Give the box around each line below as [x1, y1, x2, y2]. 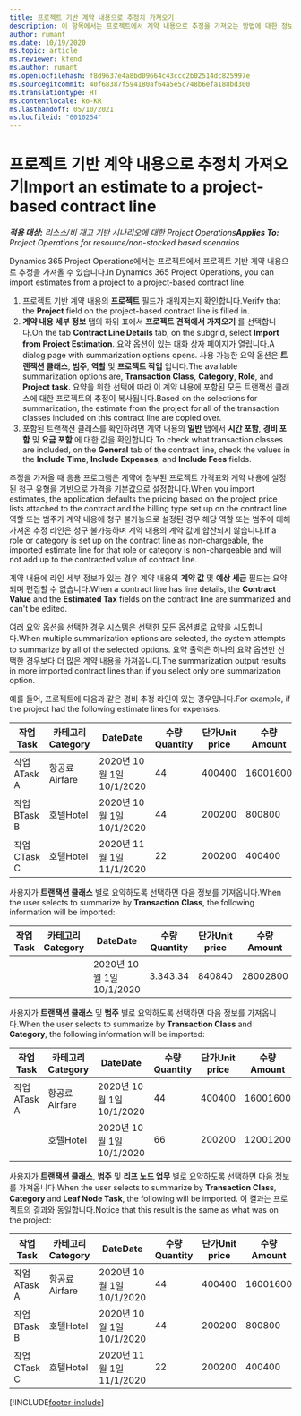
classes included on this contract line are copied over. [21, 413, 222, 424]
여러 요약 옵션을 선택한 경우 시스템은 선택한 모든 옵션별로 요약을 [9, 622, 232, 632]
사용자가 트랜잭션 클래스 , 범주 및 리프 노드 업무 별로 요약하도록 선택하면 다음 [9, 1171, 273, 1182]
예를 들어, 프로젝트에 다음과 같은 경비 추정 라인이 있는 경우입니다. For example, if [9, 693, 291, 704]
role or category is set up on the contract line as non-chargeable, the [9, 535, 264, 546]
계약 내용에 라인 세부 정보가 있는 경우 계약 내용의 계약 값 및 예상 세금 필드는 [9, 572, 271, 583]
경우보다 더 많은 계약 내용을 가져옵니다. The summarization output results [25, 656, 287, 666]
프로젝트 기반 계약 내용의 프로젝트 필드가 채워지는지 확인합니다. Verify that [21, 296, 281, 306]
